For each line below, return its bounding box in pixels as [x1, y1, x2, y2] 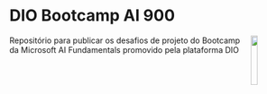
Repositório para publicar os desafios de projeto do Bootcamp [9, 35, 241, 46]
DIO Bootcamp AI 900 [9, 5, 176, 26]
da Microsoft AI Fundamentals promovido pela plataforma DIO [9, 44, 239, 55]
